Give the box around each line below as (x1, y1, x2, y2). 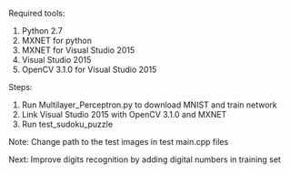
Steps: (8, 82, 33, 92)
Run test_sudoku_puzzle (21, 118, 114, 129)
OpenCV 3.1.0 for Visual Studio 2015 (21, 64, 157, 75)
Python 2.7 (21, 26, 63, 36)
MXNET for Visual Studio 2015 (21, 45, 135, 56)
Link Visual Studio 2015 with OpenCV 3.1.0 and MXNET (21, 109, 227, 119)
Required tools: (8, 8, 65, 18)
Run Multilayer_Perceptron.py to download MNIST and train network (21, 99, 278, 110)
